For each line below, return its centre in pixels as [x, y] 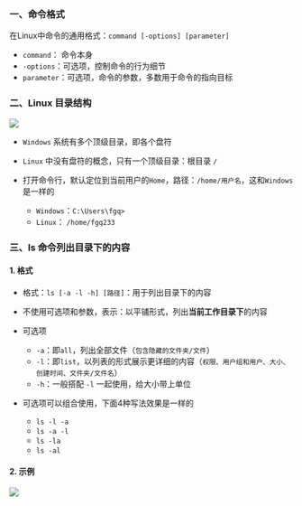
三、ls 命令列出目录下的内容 [70, 248]
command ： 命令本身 [57, 55]
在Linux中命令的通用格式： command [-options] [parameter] [119, 36]
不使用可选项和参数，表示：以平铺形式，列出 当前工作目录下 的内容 [145, 311]
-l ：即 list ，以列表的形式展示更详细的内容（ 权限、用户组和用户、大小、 [163, 361]
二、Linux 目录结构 [50, 103]
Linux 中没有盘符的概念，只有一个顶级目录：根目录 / [120, 161]
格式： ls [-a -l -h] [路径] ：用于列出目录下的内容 [117, 292]
